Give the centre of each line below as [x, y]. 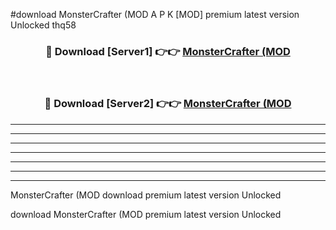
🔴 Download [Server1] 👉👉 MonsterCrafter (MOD [168, 51]
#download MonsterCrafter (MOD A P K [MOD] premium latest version [155, 14]
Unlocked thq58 [43, 25]
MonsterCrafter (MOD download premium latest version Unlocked [146, 195]
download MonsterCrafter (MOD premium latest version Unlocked [146, 214]
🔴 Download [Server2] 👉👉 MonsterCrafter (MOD [168, 104]
